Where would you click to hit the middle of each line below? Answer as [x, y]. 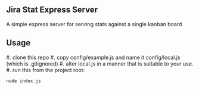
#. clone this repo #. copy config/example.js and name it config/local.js [93, 57]
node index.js [24, 81]
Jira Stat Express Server [52, 10]
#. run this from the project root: [46, 70]
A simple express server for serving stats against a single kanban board [94, 24]
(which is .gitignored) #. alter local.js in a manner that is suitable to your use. [100, 63]
